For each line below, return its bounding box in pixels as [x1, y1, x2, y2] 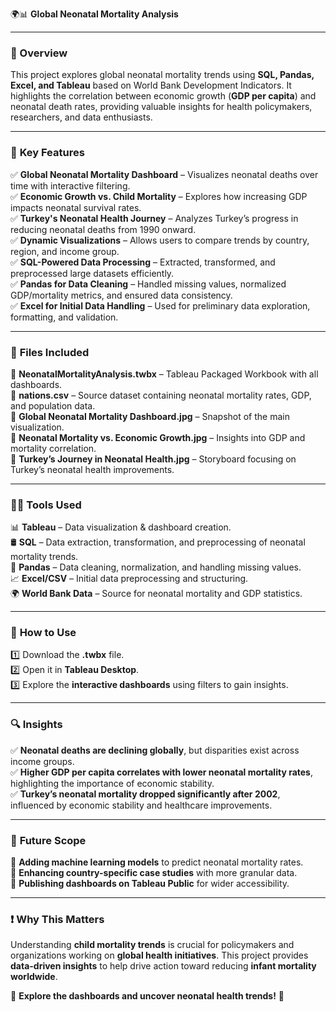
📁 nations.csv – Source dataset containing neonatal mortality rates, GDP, [10, 389, 312, 401]
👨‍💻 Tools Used [10, 498, 82, 512]
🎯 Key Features [10, 146, 85, 160]
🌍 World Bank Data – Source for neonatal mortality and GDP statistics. [10, 588, 303, 600]
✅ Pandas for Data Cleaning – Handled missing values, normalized [10, 278, 287, 290]
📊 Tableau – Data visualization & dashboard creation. [10, 521, 232, 533]
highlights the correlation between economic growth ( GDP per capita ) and [10, 90, 317, 102]
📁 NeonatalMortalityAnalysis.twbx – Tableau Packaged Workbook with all [10, 368, 319, 380]
